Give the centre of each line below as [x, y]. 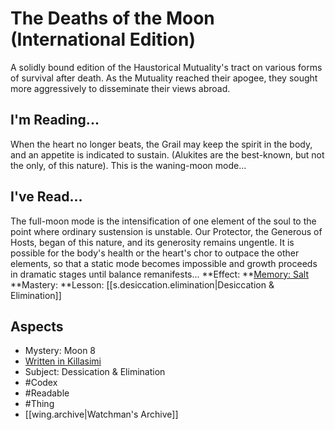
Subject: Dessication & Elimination [95, 372]
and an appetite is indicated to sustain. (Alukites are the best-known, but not [167, 154]
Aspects [37, 326]
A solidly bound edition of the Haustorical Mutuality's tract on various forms [166, 67]
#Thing [39, 404]
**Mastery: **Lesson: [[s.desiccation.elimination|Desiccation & [142, 284]
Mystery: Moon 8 [60, 351]
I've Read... [46, 197]
